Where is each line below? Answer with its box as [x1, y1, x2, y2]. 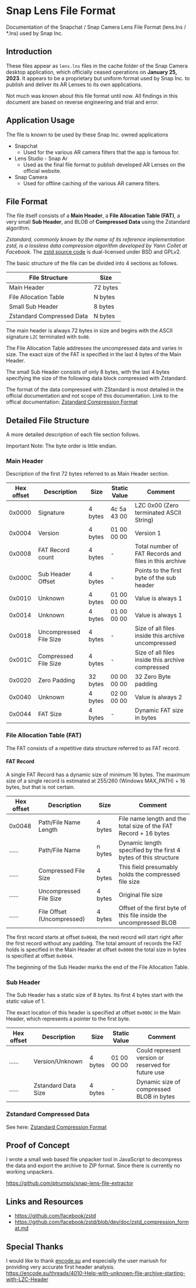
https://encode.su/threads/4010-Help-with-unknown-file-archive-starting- [6, 1270, 185, 1277]
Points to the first [135, 566, 182, 575]
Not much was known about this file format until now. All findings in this [6, 92, 178, 99]
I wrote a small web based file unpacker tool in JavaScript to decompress [6, 1156, 183, 1163]
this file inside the [118, 911, 167, 919]
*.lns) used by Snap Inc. [6, 29, 63, 36]
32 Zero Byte [135, 672, 171, 681]
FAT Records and [135, 549, 182, 558]
